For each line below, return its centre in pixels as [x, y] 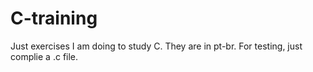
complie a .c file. [44, 56]
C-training [54, 18]
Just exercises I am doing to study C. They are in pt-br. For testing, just [156, 46]
